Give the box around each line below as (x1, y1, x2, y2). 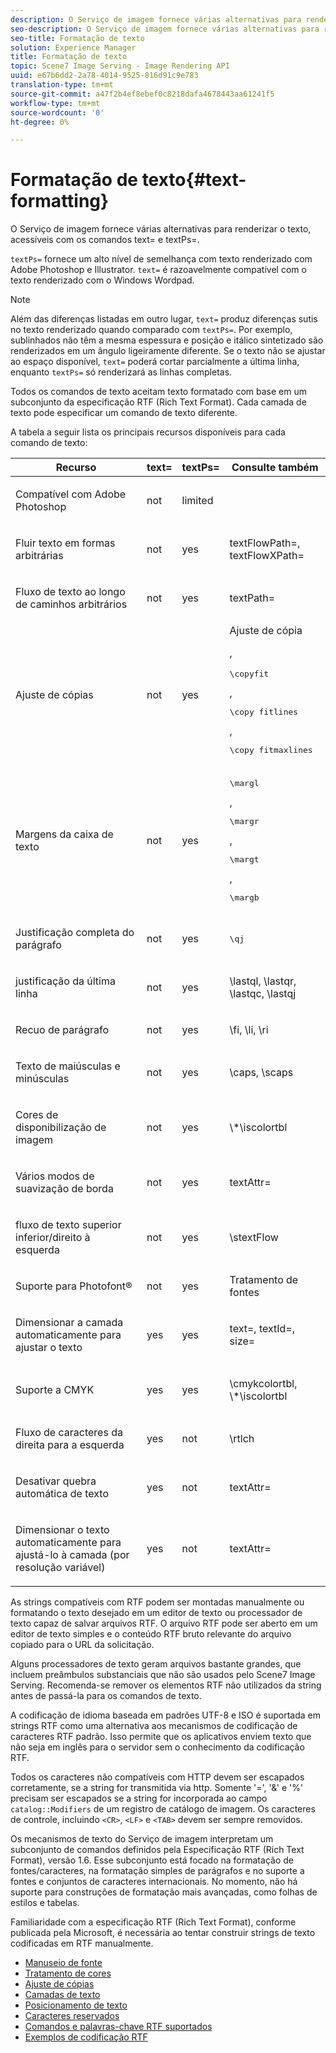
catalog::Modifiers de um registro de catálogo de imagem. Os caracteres (10, 1803, 316, 1815)
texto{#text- (141, 169, 247, 191)
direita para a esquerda (15, 1438, 125, 1452)
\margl (229, 778, 260, 789)
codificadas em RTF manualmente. (10, 1937, 154, 1950)
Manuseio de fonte (24, 1957, 103, 1969)
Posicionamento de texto (24, 1999, 128, 2011)
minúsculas (15, 1072, 70, 1086)
